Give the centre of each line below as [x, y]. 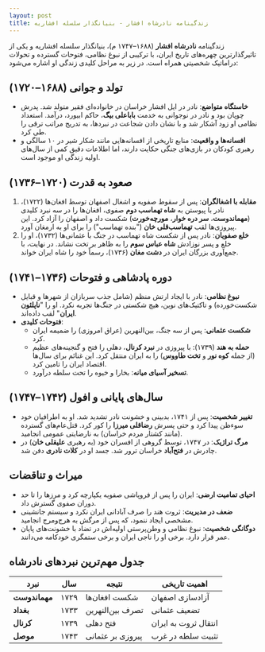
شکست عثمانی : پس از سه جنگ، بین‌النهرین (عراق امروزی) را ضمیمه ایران [141, 330]
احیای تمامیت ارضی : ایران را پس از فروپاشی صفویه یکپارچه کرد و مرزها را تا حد [138, 495]
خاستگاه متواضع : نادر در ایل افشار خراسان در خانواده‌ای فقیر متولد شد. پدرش [134, 107]
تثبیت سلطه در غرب [185, 636]
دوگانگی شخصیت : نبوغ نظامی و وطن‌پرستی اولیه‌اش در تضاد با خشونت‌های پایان [138, 528]
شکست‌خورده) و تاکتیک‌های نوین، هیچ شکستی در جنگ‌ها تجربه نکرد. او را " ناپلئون [138, 305]
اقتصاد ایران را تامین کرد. [69, 363]
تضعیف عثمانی [176, 611]
